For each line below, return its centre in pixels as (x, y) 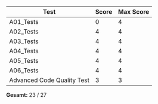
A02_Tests (24, 31)
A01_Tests (24, 22)
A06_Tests (24, 70)
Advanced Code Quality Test (49, 80)
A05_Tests (24, 61)
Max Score (134, 12)
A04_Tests (24, 51)
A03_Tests (24, 41)
